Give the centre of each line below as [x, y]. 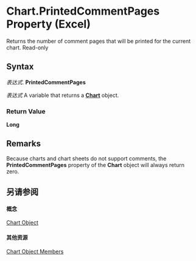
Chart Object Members [35, 251]
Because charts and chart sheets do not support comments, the [86, 158]
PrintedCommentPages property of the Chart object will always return [95, 165]
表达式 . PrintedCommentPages [46, 82]
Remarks [24, 144]
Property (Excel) [49, 24]
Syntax [20, 67]
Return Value [26, 111]
